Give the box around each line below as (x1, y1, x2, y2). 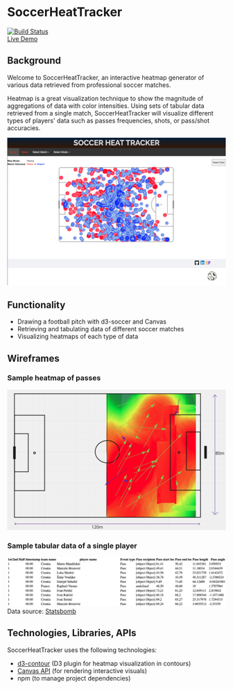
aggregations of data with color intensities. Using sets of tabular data (7, 102, 205, 110)
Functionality (7, 299, 66, 310)
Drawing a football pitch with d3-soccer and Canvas (17, 317, 166, 326)
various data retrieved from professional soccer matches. (7, 81, 171, 89)
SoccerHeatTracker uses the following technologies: (7, 645, 157, 654)
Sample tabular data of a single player (7, 541, 137, 551)
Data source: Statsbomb (7, 607, 76, 615)
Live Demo (7, 34, 38, 42)
